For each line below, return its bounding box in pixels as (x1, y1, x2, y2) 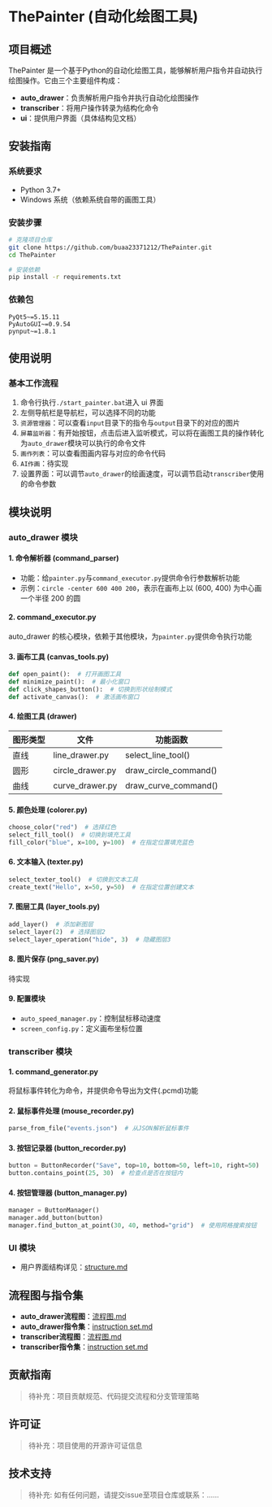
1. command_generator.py (8, 1067, 99, 1077)
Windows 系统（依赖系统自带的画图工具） (19, 194, 161, 204)
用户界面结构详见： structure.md (19, 1262, 128, 1272)
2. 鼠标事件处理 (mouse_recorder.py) (8, 1106, 135, 1116)
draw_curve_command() (124, 780, 218, 791)
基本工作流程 (8, 378, 59, 389)
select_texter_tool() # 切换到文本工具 (8, 876, 139, 884)
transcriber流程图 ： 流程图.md (19, 1332, 122, 1342)
